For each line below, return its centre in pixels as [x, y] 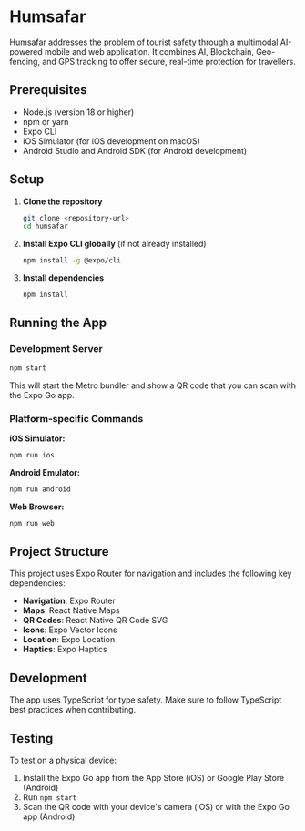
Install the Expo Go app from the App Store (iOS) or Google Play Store [153, 777]
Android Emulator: [45, 472]
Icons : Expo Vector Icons [70, 630]
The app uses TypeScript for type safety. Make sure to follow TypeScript [146, 700]
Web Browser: [37, 507]
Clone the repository [62, 201]
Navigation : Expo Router [69, 601]
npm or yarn [46, 121]
